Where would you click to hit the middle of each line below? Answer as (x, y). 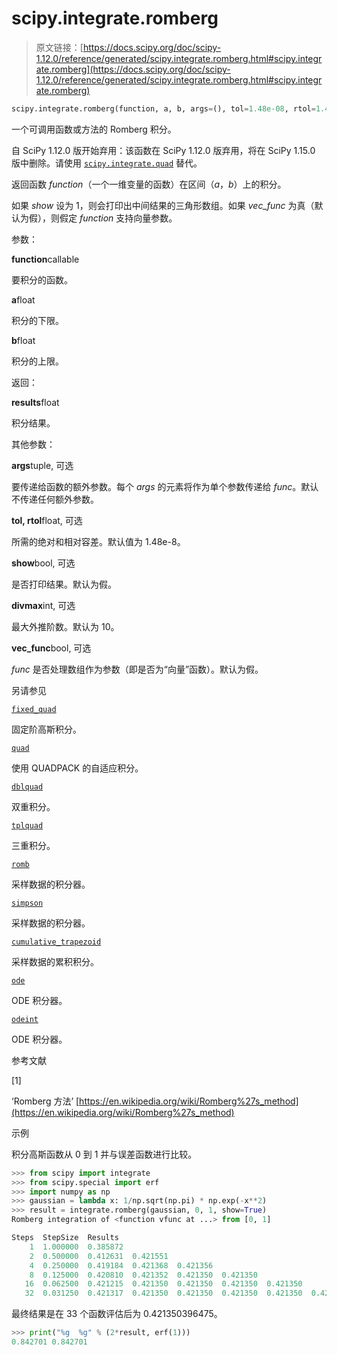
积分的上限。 (37, 361)
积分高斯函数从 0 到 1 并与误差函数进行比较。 (104, 1154)
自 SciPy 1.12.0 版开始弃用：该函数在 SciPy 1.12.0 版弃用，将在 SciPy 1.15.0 (163, 150)
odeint (25, 1019)
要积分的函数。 (42, 279)
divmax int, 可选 (43, 605)
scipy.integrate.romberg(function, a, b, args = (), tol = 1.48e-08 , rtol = (163, 108)
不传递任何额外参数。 (55, 499)
